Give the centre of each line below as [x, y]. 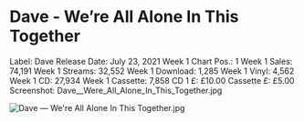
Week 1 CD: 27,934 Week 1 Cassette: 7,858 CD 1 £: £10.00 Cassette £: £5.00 [152, 80]
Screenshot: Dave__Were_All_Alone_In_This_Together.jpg [116, 90]
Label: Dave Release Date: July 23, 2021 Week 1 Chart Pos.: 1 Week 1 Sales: [151, 61]
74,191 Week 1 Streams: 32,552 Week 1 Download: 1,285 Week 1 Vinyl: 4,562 [152, 71]
